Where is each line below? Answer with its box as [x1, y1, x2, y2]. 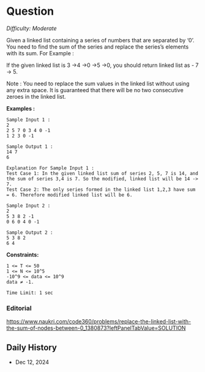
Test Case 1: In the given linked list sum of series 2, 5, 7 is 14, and [6, 170, 199, 176]
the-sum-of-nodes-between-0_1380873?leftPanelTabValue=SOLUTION [6, 324, 186, 332]
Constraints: [6, 250, 39, 258]
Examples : [6, 104, 35, 112]
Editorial [6, 304, 32, 312]
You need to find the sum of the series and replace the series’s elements [6, 43, 189, 50]
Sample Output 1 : [6, 143, 53, 150]
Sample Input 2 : [6, 203, 51, 209]
